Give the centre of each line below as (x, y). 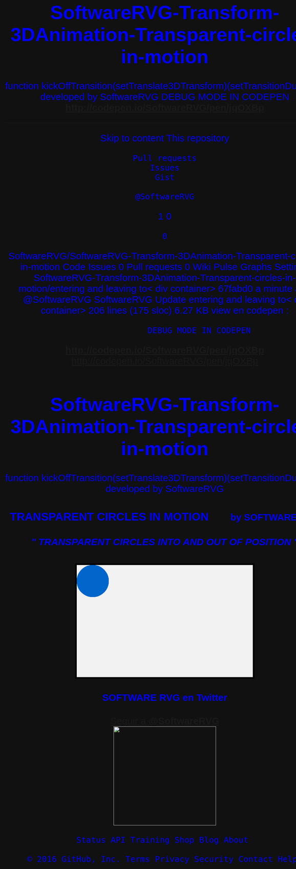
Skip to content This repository (165, 138)
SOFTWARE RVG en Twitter (165, 697)
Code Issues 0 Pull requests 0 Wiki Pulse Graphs (167, 267)
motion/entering (52, 288)
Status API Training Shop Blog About (162, 840)
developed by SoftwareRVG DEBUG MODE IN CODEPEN (165, 97)
